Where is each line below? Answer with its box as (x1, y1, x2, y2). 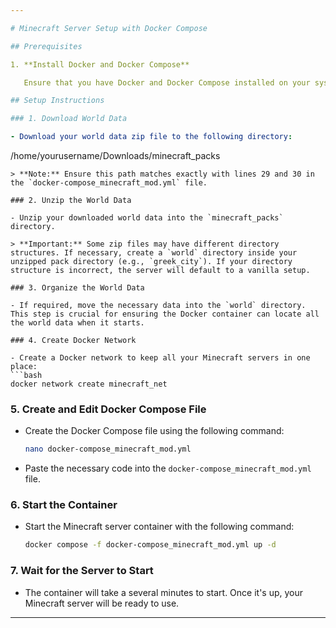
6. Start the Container (10, 498, 118, 512)
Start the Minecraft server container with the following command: (24, 521, 295, 533)
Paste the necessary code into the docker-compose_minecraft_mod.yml (24, 462, 312, 475)
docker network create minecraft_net (10, 379, 168, 389)
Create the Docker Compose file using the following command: (24, 425, 285, 437)
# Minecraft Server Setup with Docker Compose (10, 23, 208, 33)
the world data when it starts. (10, 318, 145, 328)
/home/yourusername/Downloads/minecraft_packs (10, 150, 221, 161)
